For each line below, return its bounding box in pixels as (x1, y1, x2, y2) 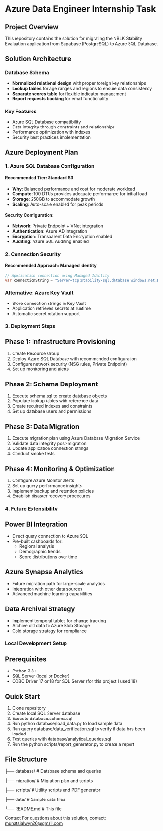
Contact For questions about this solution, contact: (5, 815, 106, 821)
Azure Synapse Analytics (5, 568, 83, 576)
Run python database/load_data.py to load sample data (12, 720, 123, 726)
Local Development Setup (5, 640, 67, 647)
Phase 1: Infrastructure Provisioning (5, 338, 116, 346)
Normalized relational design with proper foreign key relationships (12, 80, 147, 86)
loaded (12, 731, 26, 736)
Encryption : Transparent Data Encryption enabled (12, 233, 113, 239)
